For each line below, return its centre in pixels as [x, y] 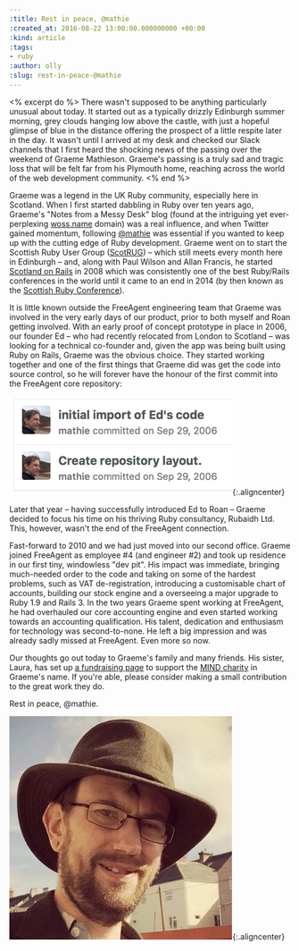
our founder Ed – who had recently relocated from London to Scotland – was [149, 336]
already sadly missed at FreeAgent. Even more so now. [110, 640]
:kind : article [37, 38]
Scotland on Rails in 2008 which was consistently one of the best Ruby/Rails [149, 271]
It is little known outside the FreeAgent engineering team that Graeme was [145, 307]
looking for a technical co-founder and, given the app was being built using [147, 345]
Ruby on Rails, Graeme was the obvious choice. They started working [137, 355]
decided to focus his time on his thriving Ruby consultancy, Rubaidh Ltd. [142, 518]
